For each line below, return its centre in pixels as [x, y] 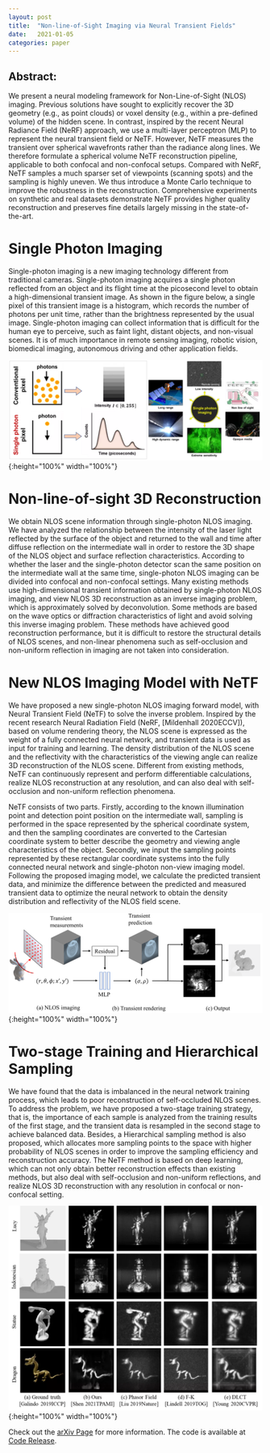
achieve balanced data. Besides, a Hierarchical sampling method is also [127, 1134]
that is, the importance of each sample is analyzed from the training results [133, 1117]
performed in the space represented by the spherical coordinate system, [129, 824]
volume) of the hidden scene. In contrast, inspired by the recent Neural [126, 122]
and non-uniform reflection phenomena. [109, 791]
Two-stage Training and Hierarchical [133, 1052]
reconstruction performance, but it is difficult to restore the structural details [135, 633]
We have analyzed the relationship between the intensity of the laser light [130, 530]
